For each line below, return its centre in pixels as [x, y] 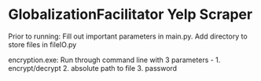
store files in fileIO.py [42, 44]
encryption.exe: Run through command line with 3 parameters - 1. [114, 60]
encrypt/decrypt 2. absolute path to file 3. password [93, 68]
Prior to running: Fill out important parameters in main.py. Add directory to [128, 36]
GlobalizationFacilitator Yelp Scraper [130, 15]
